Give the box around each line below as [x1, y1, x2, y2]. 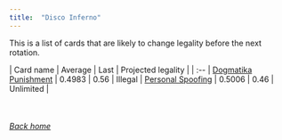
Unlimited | [9, 83, 49, 94]
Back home [9, 121, 52, 132]
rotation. [9, 46, 40, 58]
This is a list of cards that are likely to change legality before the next [9, 37, 262, 48]
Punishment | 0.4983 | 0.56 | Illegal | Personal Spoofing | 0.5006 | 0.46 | [9, 73, 274, 85]
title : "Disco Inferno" [9, 12, 101, 22]
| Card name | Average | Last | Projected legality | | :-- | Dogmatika [9, 64, 253, 75]
